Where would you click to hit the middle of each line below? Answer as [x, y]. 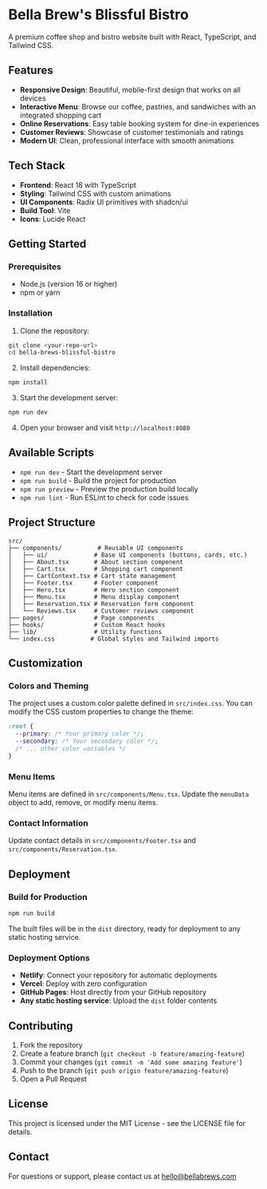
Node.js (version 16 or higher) [69, 284]
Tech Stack [37, 166]
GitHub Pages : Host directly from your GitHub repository [113, 993]
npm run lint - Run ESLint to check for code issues [104, 497]
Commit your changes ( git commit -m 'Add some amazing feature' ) [131, 1062]
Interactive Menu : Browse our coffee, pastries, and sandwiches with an [138, 106]
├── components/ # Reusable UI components [96, 548]
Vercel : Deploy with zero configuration [83, 984]
